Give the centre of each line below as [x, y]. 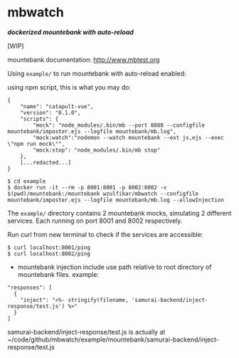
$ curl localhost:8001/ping [49, 247]
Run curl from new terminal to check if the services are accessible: [105, 234]
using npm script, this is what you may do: [69, 87]
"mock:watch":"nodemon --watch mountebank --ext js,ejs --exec [128, 137]
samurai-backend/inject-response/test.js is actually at [86, 332]
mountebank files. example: [58, 274]
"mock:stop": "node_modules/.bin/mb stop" [97, 150]
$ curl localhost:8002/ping [49, 253]
